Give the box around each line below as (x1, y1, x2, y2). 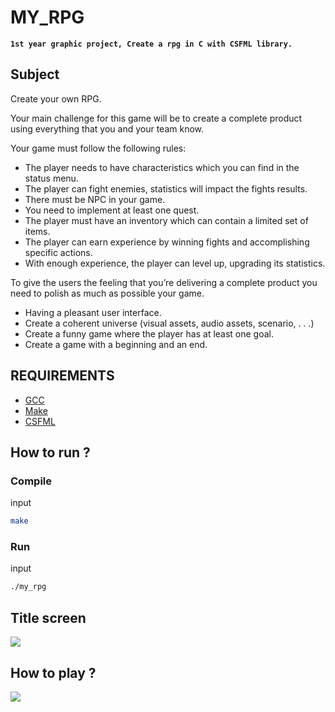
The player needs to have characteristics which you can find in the (24, 161, 300, 173)
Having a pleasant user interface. (24, 306, 162, 318)
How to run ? (10, 444, 91, 461)
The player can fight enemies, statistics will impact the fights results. (24, 182, 308, 195)
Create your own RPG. (10, 92, 102, 105)
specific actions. (24, 246, 93, 258)
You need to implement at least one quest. (24, 204, 200, 216)
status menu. (24, 172, 79, 184)
